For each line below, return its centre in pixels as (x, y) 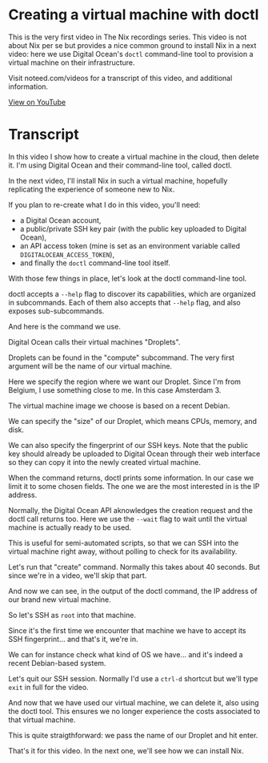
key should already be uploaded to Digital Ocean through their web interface (134, 454)
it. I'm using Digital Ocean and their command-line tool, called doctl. (120, 165)
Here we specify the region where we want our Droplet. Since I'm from (125, 381)
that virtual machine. (42, 720)
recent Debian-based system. (57, 663)
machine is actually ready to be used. (70, 527)
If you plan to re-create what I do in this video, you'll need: (104, 204)
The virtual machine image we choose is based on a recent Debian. (119, 406)
